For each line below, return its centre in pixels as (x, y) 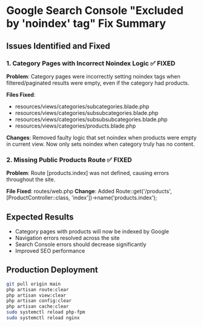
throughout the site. (31, 179)
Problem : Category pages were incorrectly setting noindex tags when (93, 76)
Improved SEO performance (50, 250)
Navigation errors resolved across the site (67, 238)
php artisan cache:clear (38, 307)
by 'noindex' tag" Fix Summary (86, 23)
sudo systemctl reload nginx (43, 318)
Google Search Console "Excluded (95, 11)
